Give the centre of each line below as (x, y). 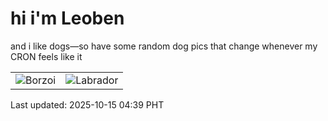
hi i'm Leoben (67, 18)
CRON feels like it (46, 56)
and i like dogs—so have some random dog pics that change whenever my (164, 46)
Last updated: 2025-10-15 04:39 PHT (87, 104)
